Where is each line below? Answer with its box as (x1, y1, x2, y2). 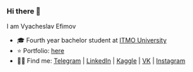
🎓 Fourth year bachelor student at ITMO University (16, 36, 167, 45)
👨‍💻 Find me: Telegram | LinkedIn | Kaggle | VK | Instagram (16, 57, 186, 65)
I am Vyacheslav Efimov (6, 22, 77, 31)
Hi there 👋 (6, 6, 42, 16)
